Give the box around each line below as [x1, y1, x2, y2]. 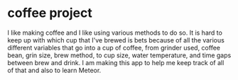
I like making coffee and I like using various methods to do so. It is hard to [7, 28, 222, 37]
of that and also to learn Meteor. [7, 66, 102, 74]
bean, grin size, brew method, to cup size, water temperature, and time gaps [7, 51, 232, 59]
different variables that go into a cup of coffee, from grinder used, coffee [7, 43, 220, 52]
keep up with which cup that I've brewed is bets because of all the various [7, 35, 225, 44]
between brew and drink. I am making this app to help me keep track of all [7, 58, 225, 67]
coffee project [7, 5, 92, 21]
